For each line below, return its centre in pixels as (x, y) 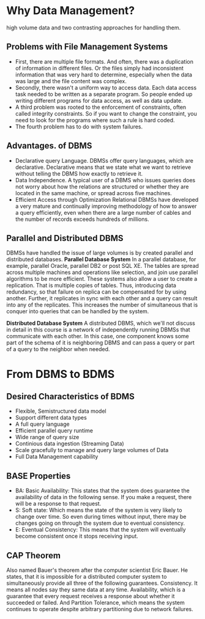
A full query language (42, 424)
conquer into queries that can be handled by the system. (78, 311)
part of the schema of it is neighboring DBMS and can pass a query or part (100, 343)
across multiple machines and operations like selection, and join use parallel (102, 272)
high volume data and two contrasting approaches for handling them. (94, 28)
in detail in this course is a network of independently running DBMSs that (99, 330)
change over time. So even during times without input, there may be (101, 517)
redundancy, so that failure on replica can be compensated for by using (96, 292)
